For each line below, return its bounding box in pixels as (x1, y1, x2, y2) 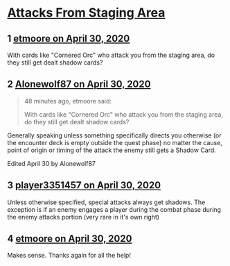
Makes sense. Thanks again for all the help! (7, 251, 132, 260)
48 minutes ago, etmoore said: (24, 97, 112, 105)
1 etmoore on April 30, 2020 (7, 33, 130, 44)
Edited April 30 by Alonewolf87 (7, 159, 96, 167)
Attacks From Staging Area (7, 5, 166, 21)
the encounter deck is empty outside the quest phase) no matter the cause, (7, 138, 223, 147)
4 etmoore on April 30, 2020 (7, 233, 132, 244)
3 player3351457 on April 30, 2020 (7, 179, 161, 192)
